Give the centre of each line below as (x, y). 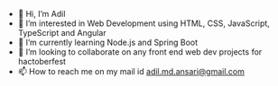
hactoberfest (42, 61)
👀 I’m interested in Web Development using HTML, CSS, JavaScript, (144, 23)
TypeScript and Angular (62, 33)
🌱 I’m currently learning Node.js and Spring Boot (108, 42)
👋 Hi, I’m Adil (42, 14)
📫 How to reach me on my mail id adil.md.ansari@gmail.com (131, 71)
